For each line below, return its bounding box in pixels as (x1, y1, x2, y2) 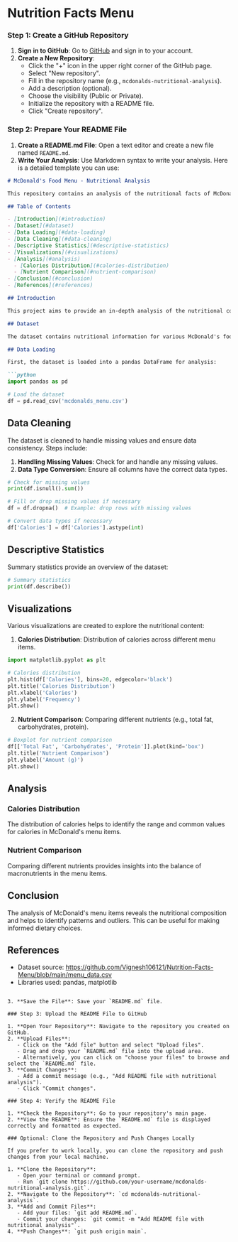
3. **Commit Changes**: (7, 1066, 78, 1074)
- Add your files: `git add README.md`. (16, 1209, 138, 1216)
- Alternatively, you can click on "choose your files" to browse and (16, 1054, 230, 1062)
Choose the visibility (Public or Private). (28, 92, 144, 100)
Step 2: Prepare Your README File (7, 124, 127, 134)
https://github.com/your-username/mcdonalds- (70, 1178, 208, 1186)
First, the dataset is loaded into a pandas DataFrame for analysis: (7, 359, 217, 366)
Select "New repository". (28, 69, 101, 77)
